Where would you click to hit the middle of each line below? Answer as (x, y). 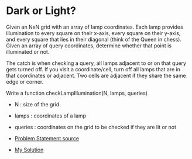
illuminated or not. (28, 51)
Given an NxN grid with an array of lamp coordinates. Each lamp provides (95, 27)
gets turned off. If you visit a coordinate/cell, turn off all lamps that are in (93, 69)
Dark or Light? (41, 11)
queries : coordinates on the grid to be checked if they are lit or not (95, 127)
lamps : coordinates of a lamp (50, 116)
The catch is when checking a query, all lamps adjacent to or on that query (96, 63)
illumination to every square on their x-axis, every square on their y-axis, (93, 33)
